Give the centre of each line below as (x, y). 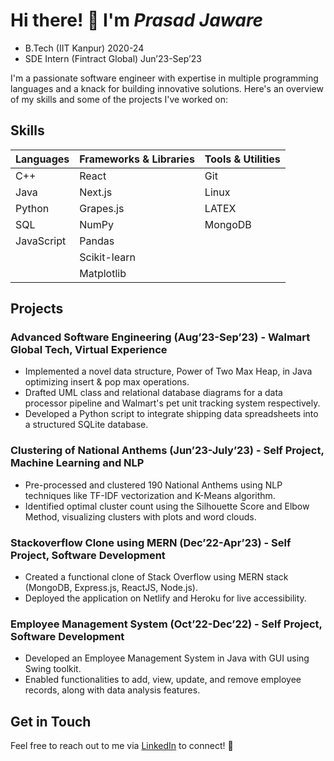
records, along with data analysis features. (112, 690)
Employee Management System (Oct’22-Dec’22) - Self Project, (166, 624)
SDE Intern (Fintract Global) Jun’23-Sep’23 (113, 58)
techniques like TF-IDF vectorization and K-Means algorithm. (150, 495)
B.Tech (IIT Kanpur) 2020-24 (84, 48)
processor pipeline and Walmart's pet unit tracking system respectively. (172, 403)
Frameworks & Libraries (137, 159)
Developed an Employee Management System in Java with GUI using (167, 658)
